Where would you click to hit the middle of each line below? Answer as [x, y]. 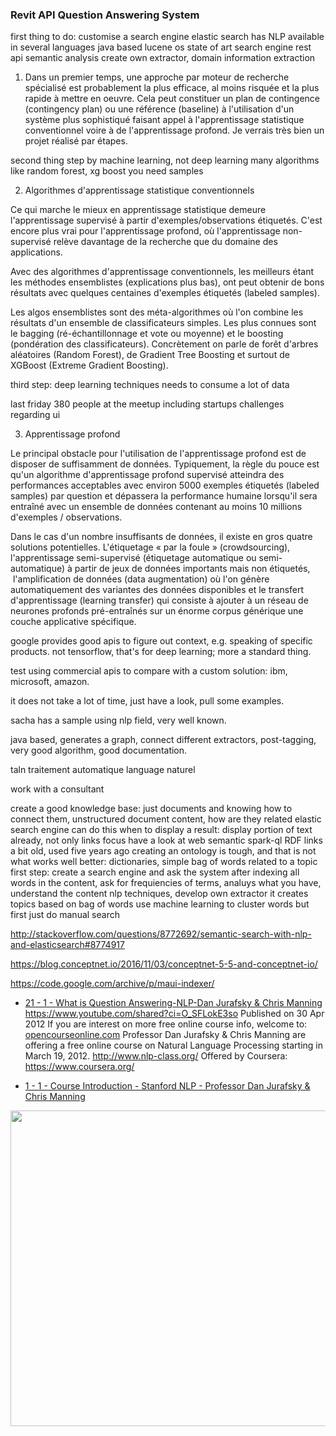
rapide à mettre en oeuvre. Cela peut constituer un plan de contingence [172, 99]
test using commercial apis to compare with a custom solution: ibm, [149, 671]
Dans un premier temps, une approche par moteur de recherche [157, 77]
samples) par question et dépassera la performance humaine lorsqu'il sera [164, 496]
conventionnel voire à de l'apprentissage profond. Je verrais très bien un [174, 130]
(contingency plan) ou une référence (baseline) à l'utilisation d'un [159, 109]
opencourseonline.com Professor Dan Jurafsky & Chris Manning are [165, 1035]
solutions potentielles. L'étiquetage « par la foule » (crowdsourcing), [150, 547]
